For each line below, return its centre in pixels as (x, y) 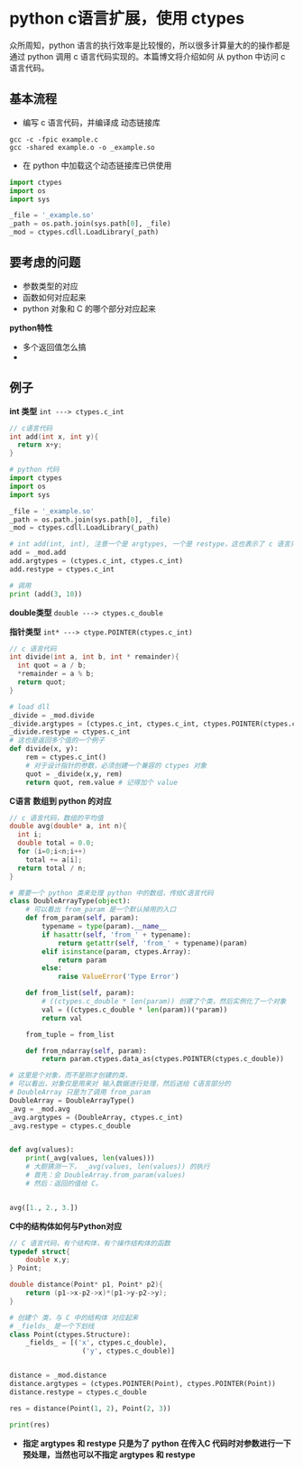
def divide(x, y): (44, 749)
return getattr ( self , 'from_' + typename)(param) (152, 943)
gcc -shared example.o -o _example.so (82, 147)
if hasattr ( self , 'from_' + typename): (117, 935)
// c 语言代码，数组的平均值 (56, 818)
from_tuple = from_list (70, 1034)
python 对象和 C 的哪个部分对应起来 (89, 309)
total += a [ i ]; (54, 859)
